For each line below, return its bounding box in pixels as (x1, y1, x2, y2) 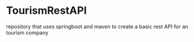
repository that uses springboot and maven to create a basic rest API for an (6, 23, 189, 30)
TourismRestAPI (6, 4, 87, 17)
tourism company (6, 29, 49, 36)
